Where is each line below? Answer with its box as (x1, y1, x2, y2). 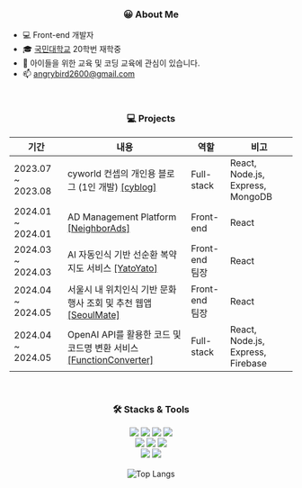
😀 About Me (122, 8, 180, 21)
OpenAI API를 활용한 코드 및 (67, 328, 182, 340)
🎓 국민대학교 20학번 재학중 (22, 44, 121, 55)
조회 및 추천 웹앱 (86, 296, 153, 309)
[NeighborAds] (67, 221, 130, 234)
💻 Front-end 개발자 (22, 30, 94, 41)
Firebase (229, 357, 268, 369)
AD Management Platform (67, 211, 177, 223)
